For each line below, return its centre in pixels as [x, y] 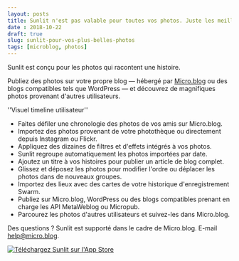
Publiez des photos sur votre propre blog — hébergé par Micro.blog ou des [117, 81]
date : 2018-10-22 [34, 27]
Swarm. [29, 192]
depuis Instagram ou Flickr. [57, 139]
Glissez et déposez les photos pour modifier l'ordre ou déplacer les [116, 169]
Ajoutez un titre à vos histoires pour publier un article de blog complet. [121, 161]
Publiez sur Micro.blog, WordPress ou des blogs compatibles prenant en [123, 199]
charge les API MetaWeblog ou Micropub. [79, 207]
